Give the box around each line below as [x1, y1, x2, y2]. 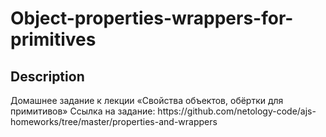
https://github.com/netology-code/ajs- [157, 105, 317, 117]
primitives [10, 28, 97, 51]
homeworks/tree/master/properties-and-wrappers [10, 116, 218, 127]
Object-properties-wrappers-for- [10, 7, 294, 30]
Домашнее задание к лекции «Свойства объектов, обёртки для [10, 95, 284, 106]
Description [10, 68, 85, 85]
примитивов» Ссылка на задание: [10, 105, 156, 117]
